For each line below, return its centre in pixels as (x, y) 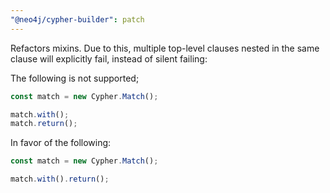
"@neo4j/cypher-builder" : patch (77, 19)
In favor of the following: (61, 143)
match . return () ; (44, 124)
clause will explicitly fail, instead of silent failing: (109, 58)
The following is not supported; (75, 78)
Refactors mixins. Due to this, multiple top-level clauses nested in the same (165, 48)
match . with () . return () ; (60, 179)
